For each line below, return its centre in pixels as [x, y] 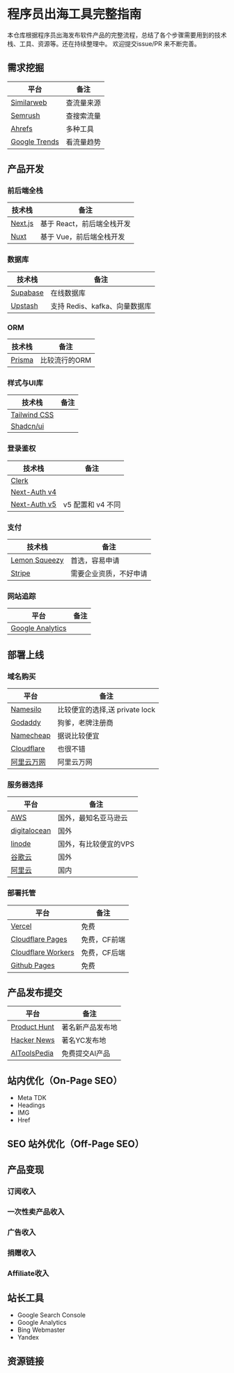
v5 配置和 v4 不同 [92, 505]
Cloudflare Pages [39, 939]
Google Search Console [51, 1315]
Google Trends [35, 142]
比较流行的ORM [66, 360]
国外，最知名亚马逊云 [93, 818]
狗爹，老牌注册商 [85, 722]
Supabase [27, 292]
